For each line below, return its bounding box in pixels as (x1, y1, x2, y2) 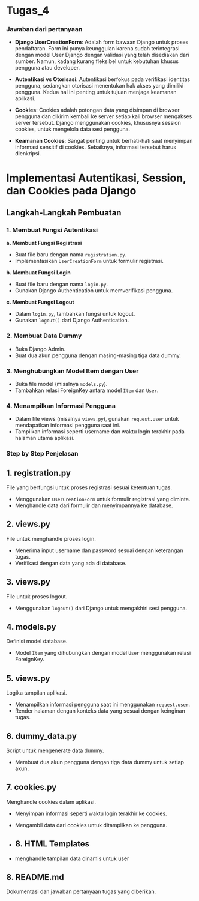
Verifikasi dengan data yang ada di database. (14, 559, 127, 567)
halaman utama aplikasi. (14, 435, 75, 442)
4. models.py (6, 622, 56, 632)
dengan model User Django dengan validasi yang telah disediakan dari (14, 52, 190, 59)
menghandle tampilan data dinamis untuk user (14, 855, 129, 862)
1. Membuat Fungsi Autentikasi (6, 226, 98, 234)
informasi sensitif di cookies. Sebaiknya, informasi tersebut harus (14, 143, 177, 151)
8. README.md (6, 872, 64, 882)
